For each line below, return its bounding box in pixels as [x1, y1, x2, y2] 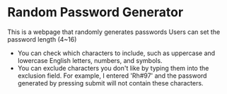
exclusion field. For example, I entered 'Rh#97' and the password [17, 71, 207, 80]
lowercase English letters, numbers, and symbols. [17, 56, 163, 64]
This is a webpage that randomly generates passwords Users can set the [7, 28, 221, 36]
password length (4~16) [7, 35, 77, 43]
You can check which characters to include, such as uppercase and [17, 49, 216, 57]
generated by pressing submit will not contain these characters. [17, 78, 204, 87]
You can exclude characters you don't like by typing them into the [17, 64, 209, 72]
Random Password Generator [7, 4, 184, 20]
